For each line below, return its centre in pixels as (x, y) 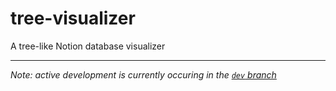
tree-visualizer (73, 18)
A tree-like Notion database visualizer (88, 46)
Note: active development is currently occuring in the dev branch (143, 74)
